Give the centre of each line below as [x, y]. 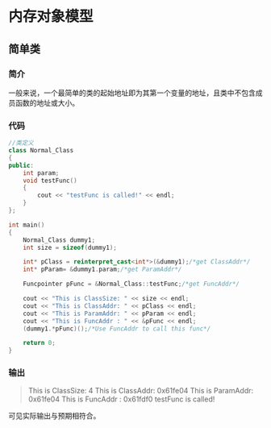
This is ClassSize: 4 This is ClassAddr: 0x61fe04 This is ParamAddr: [141, 391]
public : [21, 165]
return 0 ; [40, 343]
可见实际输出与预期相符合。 [54, 416]
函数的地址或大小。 [47, 102]
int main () [27, 225]
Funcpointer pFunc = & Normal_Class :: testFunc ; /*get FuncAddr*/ [131, 284]
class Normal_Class [41, 151]
